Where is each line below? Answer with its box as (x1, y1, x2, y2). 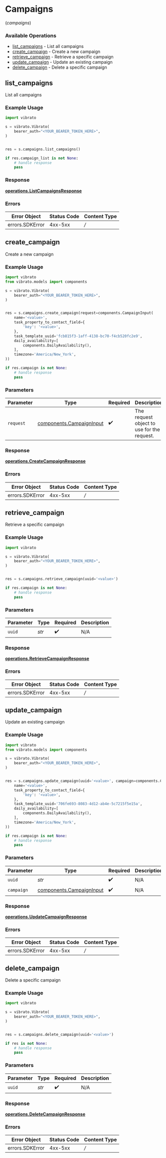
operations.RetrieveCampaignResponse (5, 656, 89, 662)
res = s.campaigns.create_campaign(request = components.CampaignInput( (5, 310, 154, 316)
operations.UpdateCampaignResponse (5, 913, 87, 920)
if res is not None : (5, 1041, 48, 1046)
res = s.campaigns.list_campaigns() (5, 147, 81, 152)
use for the (135, 426, 161, 433)
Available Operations (5, 32, 57, 39)
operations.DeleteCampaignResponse (5, 1111, 85, 1117)
